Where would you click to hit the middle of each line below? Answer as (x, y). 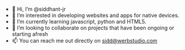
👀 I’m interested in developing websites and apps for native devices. (95, 15)
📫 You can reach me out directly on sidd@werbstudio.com (84, 41)
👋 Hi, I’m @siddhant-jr (39, 9)
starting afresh (30, 34)
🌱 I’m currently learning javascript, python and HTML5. (79, 21)
